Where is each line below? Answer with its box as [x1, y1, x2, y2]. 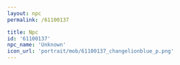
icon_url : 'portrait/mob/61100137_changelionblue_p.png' [7, 48, 174, 55]
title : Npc [7, 29, 39, 36]
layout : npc [7, 10, 41, 17]
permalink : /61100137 [7, 16, 70, 23]
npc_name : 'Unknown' [7, 42, 67, 49]
